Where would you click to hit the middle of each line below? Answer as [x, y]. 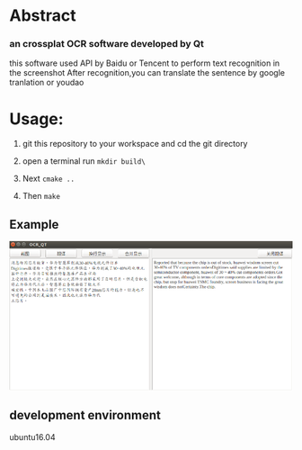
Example [34, 225]
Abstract [43, 16]
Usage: [37, 119]
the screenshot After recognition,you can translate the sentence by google [147, 73]
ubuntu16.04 [32, 436]
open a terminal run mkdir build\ [84, 161]
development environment [85, 415]
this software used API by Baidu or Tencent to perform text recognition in [145, 63]
